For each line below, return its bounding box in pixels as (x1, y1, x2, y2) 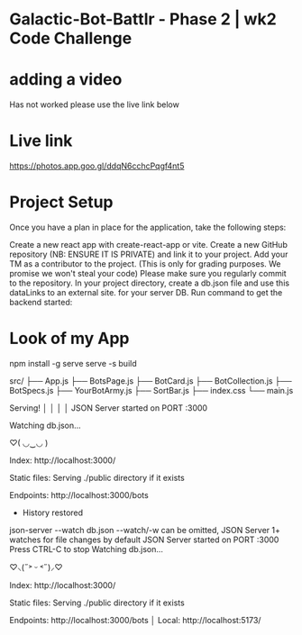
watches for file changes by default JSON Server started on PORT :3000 (9, 534, 279, 545)
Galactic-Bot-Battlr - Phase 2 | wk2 (9, 9, 277, 30)
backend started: (9, 297, 73, 307)
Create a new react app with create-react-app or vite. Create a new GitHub (9, 240, 288, 249)
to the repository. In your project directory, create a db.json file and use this (9, 277, 290, 288)
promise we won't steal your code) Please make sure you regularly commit (9, 268, 287, 278)
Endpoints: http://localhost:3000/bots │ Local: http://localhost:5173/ (9, 614, 261, 625)
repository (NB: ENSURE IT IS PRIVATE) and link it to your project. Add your (9, 249, 288, 259)
